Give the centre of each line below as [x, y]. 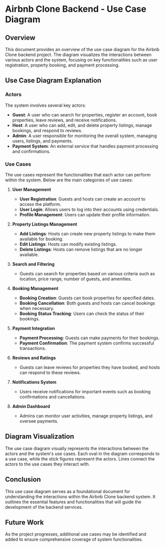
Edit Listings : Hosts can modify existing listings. [68, 244]
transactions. [33, 348]
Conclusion [23, 479]
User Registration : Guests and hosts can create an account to [82, 199]
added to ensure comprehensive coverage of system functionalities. [74, 540]
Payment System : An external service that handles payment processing [85, 146]
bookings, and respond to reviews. [47, 130]
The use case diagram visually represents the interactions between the [77, 448]
